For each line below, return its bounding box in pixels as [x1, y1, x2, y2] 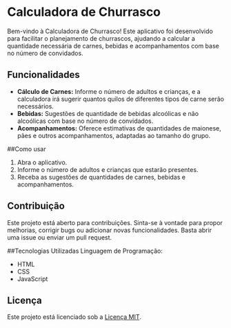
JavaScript [17, 274, 48, 283]
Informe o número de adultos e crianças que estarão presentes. [17, 165, 199, 173]
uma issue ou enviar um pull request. [7, 233, 112, 242]
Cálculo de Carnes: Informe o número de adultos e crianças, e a [17, 87, 201, 95]
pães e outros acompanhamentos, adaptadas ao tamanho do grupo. [17, 131, 211, 139]
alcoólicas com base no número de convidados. [17, 117, 154, 125]
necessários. [17, 102, 54, 110]
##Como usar [7, 144, 46, 153]
